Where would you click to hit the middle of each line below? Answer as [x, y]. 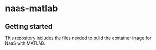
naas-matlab [31, 8]
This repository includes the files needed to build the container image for [78, 38]
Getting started [29, 26]
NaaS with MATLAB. [25, 43]
